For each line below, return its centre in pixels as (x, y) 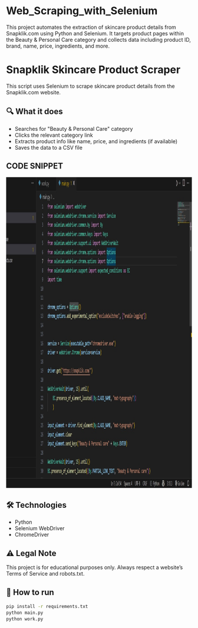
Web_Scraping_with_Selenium (82, 11)
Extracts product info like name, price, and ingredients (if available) (96, 141)
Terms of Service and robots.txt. (45, 574)
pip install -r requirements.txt (47, 606)
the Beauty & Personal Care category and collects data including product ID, (99, 39)
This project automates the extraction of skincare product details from (91, 27)
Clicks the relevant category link (54, 135)
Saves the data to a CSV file (48, 147)
